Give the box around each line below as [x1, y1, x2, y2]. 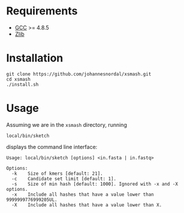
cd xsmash [6, 76, 31, 82]
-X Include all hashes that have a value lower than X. [11, 202, 162, 208]
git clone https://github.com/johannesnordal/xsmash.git [6, 71, 152, 77]
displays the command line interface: [6, 143, 98, 150]
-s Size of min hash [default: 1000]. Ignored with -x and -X [11, 181, 179, 187]
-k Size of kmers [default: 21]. [11, 171, 103, 177]
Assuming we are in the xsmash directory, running [6, 121, 127, 128]
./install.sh [6, 81, 39, 87]
